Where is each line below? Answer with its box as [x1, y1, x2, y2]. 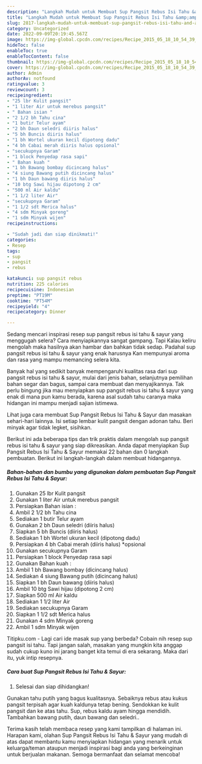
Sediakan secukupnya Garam [15, 605, 89, 612]
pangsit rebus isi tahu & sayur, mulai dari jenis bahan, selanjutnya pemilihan [7, 374, 194, 381]
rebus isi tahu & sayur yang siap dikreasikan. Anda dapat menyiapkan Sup [7, 442, 189, 449]
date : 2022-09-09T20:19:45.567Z [7, 31, 88, 37]
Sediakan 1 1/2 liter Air [15, 598, 71, 605]
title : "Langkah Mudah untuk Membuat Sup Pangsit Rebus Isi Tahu [7, 14, 173, 20]
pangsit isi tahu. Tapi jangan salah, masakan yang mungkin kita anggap [7, 642, 183, 649]
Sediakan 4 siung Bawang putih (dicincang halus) [15, 573, 138, 580]
